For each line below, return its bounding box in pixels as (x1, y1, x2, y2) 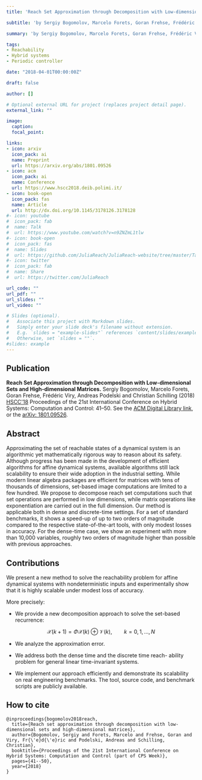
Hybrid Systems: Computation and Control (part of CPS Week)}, (6, 753, 168, 759)
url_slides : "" (6, 296, 44, 303)
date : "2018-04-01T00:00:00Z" (6, 69, 82, 75)
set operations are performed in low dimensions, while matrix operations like (6, 496, 196, 503)
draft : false (6, 79, 39, 86)
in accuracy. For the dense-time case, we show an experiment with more (6, 528, 187, 535)
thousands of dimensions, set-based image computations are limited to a (6, 483, 188, 491)
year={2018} (11, 763, 42, 769)
